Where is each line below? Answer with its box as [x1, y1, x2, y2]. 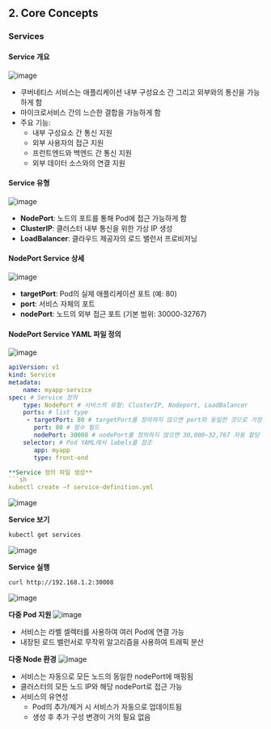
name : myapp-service [23, 386, 92, 394]
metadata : [8, 378, 42, 386]
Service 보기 [8, 514, 50, 525]
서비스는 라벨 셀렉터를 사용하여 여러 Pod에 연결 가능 [19, 627, 184, 637]
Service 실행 [8, 562, 50, 572]
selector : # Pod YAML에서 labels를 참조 [23, 438, 152, 446]
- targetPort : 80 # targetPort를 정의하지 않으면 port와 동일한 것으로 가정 [26, 416, 263, 424]
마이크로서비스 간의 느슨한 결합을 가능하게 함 [19, 107, 162, 117]
